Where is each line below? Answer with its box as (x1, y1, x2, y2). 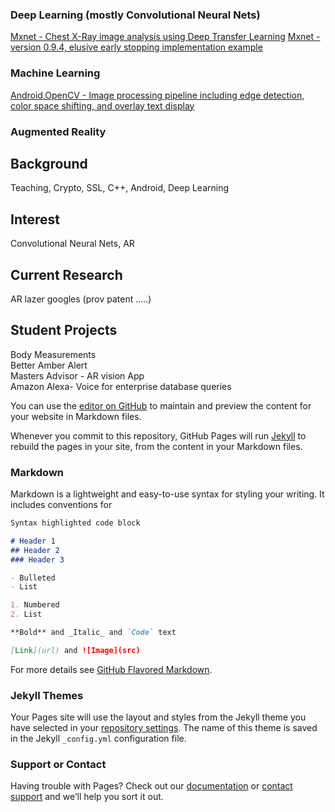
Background (10, 155, 88, 172)
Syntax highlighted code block (10, 518, 141, 528)
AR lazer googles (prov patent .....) (10, 293, 152, 305)
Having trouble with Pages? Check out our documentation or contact (10, 780, 293, 792)
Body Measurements (10, 348, 97, 360)
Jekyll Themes (10, 688, 84, 702)
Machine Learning (10, 66, 101, 80)
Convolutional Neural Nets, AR (10, 238, 135, 250)
